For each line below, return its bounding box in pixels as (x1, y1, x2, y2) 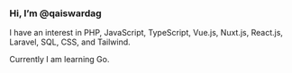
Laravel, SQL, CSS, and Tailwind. (9, 36, 131, 47)
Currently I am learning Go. (9, 54, 110, 65)
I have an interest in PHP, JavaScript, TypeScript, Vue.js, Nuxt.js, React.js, (9, 28, 284, 38)
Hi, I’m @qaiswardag (9, 7, 102, 20)
